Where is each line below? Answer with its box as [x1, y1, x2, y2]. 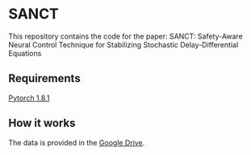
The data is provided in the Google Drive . [8, 137, 145, 147]
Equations [8, 48, 42, 58]
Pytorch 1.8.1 [8, 93, 50, 103]
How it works [8, 116, 76, 130]
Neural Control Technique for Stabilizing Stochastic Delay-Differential [8, 39, 239, 49]
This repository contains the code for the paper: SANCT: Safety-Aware [8, 31, 244, 41]
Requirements [8, 71, 81, 85]
